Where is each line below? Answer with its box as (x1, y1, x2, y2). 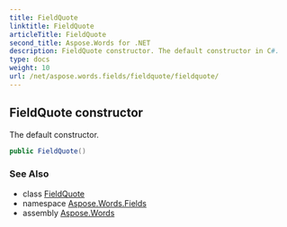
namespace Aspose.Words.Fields (22, 197, 147, 208)
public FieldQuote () (9, 146, 87, 156)
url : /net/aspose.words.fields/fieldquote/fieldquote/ (9, 72, 220, 81)
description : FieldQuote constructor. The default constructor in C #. (9, 47, 280, 56)
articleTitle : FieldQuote (9, 30, 106, 39)
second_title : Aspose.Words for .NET (9, 38, 151, 48)
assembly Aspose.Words (22, 207, 115, 218)
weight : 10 (9, 64, 50, 73)
